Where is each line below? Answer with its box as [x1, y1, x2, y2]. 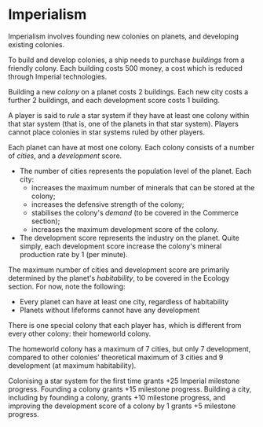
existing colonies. [8, 39, 65, 49]
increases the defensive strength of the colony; [31, 199, 184, 209]
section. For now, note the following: [8, 282, 126, 291]
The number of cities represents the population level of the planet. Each [19, 166, 252, 175]
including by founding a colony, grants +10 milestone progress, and [8, 392, 226, 402]
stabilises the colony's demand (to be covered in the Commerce [31, 208, 239, 217]
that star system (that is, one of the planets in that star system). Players [8, 119, 239, 128]
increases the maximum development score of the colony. [31, 224, 219, 234]
